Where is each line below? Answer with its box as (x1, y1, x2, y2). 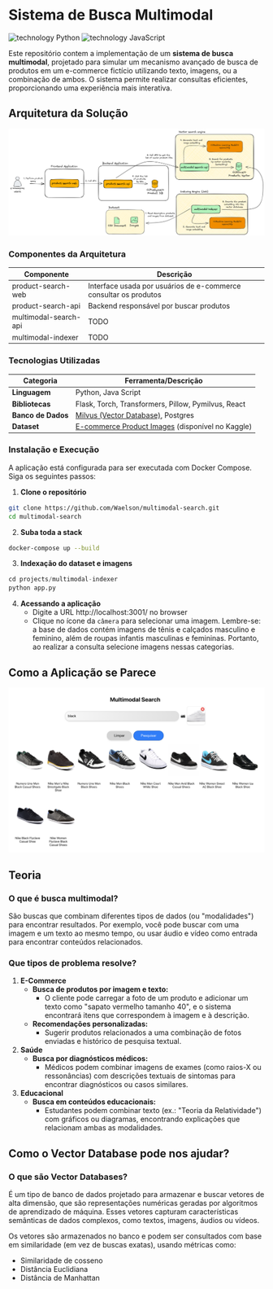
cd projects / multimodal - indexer (8, 576, 118, 584)
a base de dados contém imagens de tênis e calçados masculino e (32, 625, 256, 634)
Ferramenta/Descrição (124, 376, 203, 385)
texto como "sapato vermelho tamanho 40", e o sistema (44, 1002, 232, 1011)
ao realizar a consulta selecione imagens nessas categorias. (32, 642, 234, 652)
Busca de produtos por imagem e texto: (32, 984, 169, 994)
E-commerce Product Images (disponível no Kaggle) (76, 422, 253, 431)
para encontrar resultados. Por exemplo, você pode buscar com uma (8, 920, 240, 930)
